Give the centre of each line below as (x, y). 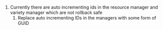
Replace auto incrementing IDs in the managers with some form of (87, 18)
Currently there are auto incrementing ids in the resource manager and (84, 7)
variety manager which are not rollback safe (56, 12)
